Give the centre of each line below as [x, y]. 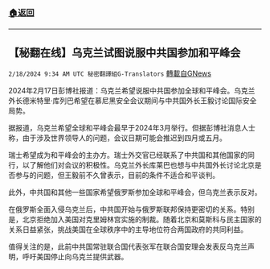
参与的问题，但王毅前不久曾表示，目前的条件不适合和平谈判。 [117, 176]
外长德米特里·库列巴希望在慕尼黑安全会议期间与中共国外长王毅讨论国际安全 [133, 101]
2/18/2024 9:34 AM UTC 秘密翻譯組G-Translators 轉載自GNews [110, 73]
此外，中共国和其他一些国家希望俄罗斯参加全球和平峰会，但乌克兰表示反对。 [135, 192]
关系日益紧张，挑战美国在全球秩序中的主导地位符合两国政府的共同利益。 [128, 230]
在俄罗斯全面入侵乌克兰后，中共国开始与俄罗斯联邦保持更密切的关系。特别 [131, 209]
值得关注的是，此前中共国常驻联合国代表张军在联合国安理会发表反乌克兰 [128, 246]
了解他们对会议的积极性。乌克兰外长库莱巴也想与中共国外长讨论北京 [142, 165]
